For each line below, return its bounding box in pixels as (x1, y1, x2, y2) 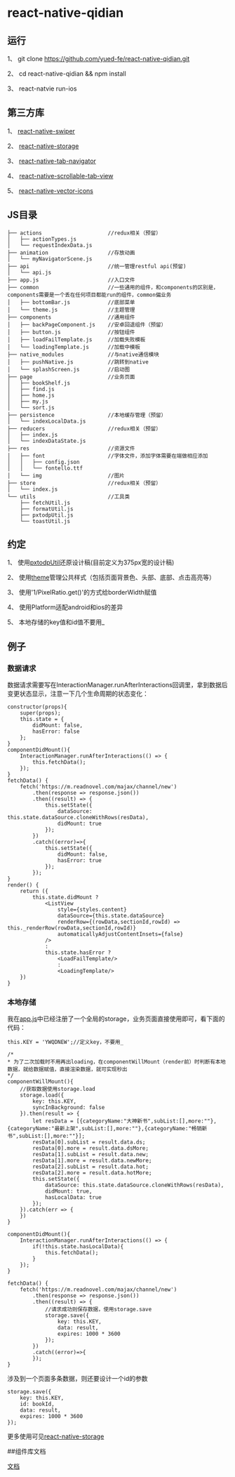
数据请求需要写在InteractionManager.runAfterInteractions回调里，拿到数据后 (7, 681, 228, 689)
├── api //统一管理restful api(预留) (7, 263, 187, 270)
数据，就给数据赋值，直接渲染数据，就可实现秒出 (7, 1066, 128, 1073)
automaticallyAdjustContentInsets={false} (57, 931, 184, 938)
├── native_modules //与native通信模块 (7, 351, 159, 358)
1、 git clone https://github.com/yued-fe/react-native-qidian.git (7, 55, 190, 62)
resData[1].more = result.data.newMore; (32, 1157, 152, 1165)
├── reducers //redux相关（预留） (7, 425, 161, 432)
